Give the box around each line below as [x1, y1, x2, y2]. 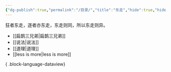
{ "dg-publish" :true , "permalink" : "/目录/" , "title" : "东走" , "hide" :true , [5, 7, 155, 13]
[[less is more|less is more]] [12, 51, 71, 57]
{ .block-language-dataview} [5, 61, 66, 67]
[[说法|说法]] [12, 39, 39, 45]
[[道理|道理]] [12, 45, 39, 51]
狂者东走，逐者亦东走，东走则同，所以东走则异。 [5, 22, 108, 28]
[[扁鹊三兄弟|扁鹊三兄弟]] [12, 32, 66, 39]
